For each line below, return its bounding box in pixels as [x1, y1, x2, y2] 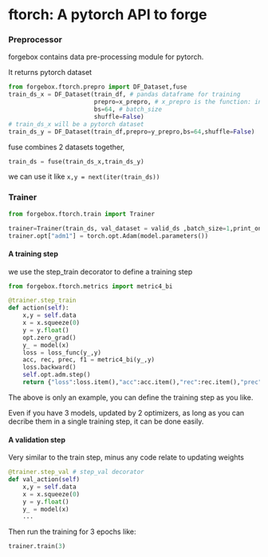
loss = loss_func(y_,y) [22, 349, 102, 357]
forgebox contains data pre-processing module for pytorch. [8, 52, 204, 61]
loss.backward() [22, 363, 77, 372]
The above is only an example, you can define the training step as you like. [8, 393, 254, 402]
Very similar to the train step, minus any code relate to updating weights [8, 452, 245, 462]
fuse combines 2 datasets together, [8, 142, 125, 152]
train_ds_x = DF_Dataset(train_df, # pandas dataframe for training [8, 90, 241, 99]
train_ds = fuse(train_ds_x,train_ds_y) [8, 157, 145, 165]
